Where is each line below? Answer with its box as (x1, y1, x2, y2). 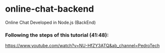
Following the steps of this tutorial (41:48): (5, 32, 109, 38)
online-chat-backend (5, 3, 95, 15)
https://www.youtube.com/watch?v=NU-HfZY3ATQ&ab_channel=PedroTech (5, 43, 160, 49)
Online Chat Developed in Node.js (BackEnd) (5, 19, 96, 25)
